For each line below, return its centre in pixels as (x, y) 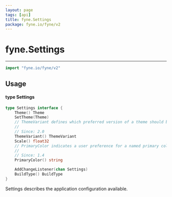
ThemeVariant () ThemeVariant (46, 136)
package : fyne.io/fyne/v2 (33, 24)
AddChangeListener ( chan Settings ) (51, 169)
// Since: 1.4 (29, 156)
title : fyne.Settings (28, 19)
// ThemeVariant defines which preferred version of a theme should (89, 122)
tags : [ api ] (18, 15)
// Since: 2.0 (29, 132)
